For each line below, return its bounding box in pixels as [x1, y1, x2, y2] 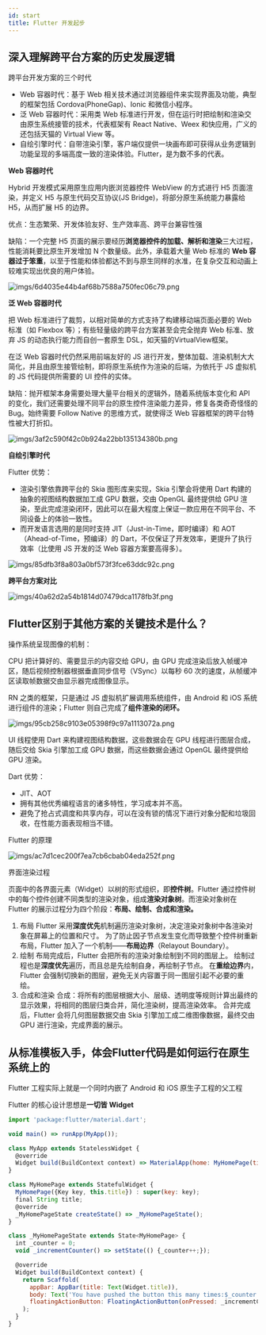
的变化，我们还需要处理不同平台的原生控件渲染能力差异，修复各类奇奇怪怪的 [8, 398, 258, 409]
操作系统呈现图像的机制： [8, 639, 92, 649]
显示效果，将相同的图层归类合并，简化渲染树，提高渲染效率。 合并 [19, 1000, 237, 1010]
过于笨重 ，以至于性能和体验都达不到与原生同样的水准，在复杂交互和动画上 [14, 256, 258, 266]
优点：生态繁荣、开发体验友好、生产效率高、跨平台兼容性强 [8, 220, 203, 229]
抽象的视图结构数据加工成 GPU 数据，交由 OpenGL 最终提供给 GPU [19, 494, 239, 504]
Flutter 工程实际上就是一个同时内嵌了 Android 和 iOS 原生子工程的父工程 [8, 1083, 243, 1092]
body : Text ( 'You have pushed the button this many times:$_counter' [28, 1291, 260, 1299]
